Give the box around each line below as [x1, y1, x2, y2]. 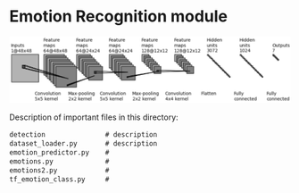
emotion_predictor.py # [9, 147, 110, 157]
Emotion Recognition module [9, 6, 228, 27]
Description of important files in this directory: [9, 112, 179, 122]
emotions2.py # [9, 165, 110, 175]
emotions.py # [9, 156, 110, 166]
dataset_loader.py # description [9, 138, 158, 148]
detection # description [9, 130, 158, 139]
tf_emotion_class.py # [9, 174, 110, 184]
